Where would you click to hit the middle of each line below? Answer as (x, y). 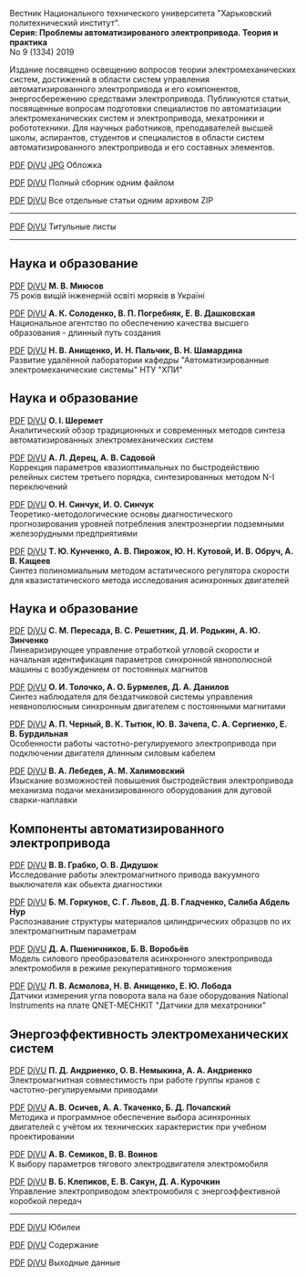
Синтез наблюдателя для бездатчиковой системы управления (131, 696)
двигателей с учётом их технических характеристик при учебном (138, 1127)
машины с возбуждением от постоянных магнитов (108, 669)
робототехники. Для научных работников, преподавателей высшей (141, 128)
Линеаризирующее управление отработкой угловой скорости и (134, 650)
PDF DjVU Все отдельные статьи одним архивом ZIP (112, 200)
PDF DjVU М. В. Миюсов (56, 286)
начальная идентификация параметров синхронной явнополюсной (141, 660)
